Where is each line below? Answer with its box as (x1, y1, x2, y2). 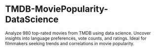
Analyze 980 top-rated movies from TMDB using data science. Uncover (5, 30, 151, 36)
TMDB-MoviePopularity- (5, 3, 109, 15)
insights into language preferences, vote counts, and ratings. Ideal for (5, 35, 147, 41)
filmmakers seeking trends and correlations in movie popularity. (5, 40, 135, 46)
